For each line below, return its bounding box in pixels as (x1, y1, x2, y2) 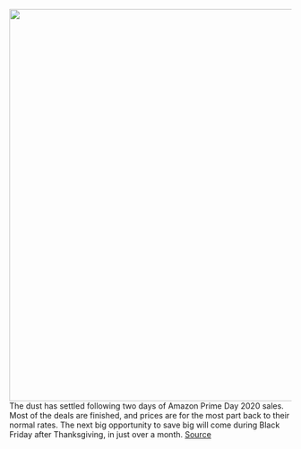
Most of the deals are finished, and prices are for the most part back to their (9, 410, 290, 420)
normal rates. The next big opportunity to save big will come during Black (9, 419, 280, 430)
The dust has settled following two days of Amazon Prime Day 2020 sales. (9, 401, 284, 411)
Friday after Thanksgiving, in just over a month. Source (9, 429, 212, 439)
